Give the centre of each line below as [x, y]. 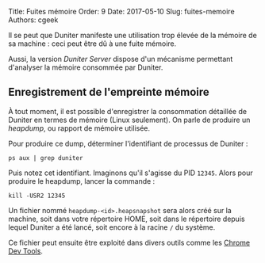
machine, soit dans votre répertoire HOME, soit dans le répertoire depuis [127, 219]
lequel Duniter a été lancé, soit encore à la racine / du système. [112, 227]
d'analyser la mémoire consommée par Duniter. [86, 67]
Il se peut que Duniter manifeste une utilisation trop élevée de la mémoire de [133, 35]
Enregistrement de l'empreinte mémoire [109, 92]
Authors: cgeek [33, 20]
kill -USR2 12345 [37, 196]
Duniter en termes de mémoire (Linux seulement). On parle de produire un [129, 120]
